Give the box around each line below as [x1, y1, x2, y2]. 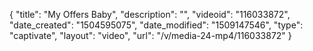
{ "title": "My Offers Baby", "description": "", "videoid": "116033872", [9, 9, 291, 20]
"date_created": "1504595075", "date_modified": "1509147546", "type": [9, 19, 304, 31]
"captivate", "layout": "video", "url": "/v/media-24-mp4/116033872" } [9, 30, 292, 41]
